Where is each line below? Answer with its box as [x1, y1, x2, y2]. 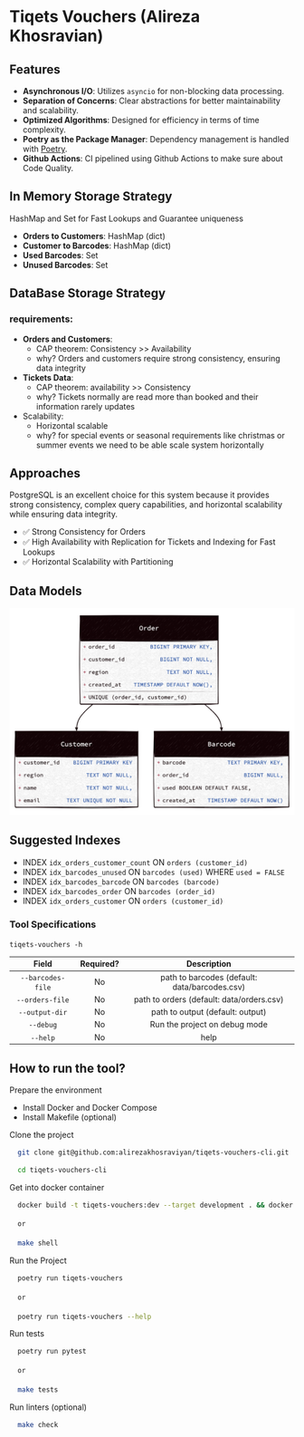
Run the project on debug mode [149, 1019, 269, 1030]
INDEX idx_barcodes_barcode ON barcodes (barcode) [22, 876, 220, 887]
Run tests [9, 1328, 45, 1339]
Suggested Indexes [9, 833, 121, 848]
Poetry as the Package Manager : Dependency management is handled [22, 134, 290, 144]
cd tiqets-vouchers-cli [17, 1165, 107, 1174]
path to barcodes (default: [160, 971, 258, 982]
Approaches [9, 465, 81, 481]
